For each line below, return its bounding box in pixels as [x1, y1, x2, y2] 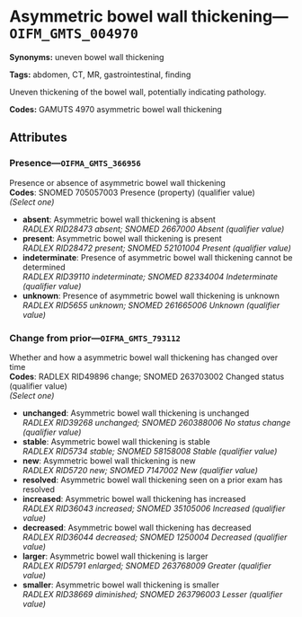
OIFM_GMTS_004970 [9, 25, 139, 42]
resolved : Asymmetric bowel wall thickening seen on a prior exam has [22, 474, 283, 485]
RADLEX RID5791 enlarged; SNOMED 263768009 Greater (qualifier [22, 560, 271, 571]
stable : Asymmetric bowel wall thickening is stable [22, 436, 211, 446]
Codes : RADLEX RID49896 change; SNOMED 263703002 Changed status [9, 371, 285, 382]
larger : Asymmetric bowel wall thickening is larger [22, 551, 209, 561]
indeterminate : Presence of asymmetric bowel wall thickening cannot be [22, 251, 293, 262]
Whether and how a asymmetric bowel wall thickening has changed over [9, 352, 279, 363]
